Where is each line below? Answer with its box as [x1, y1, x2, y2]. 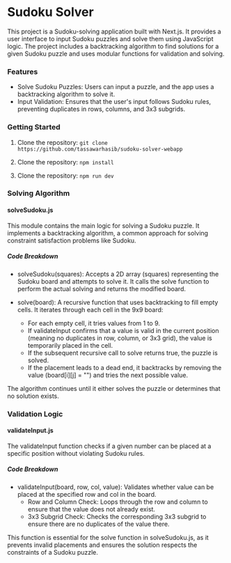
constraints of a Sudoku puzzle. [7, 548, 99, 556]
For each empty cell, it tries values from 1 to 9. [27, 318, 161, 327]
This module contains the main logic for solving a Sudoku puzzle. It [7, 221, 200, 230]
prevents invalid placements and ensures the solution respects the [7, 541, 198, 549]
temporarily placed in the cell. [27, 341, 113, 349]
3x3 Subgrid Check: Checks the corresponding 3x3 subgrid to [27, 512, 207, 520]
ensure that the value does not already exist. [27, 504, 155, 513]
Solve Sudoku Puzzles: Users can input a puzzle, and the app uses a [17, 83, 214, 91]
